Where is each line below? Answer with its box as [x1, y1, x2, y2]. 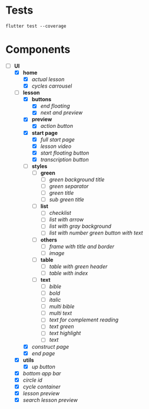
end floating [40, 102, 70, 110]
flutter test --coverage [5, 23, 67, 29]
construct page [31, 343, 69, 350]
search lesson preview [22, 397, 78, 403]
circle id [22, 376, 42, 384]
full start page [40, 136, 75, 143]
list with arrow [49, 216, 84, 223]
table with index [49, 269, 88, 276]
